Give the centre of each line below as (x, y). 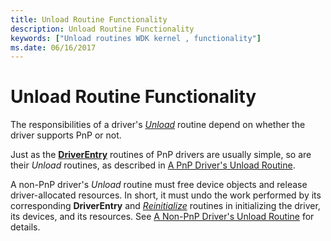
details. (25, 227)
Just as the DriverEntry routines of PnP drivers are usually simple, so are (161, 155)
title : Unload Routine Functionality (89, 19)
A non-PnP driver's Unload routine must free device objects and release (159, 185)
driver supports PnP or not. (66, 135)
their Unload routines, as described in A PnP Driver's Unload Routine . (153, 165)
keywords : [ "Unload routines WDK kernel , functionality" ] (136, 38)
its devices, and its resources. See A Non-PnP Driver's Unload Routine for (162, 217)
